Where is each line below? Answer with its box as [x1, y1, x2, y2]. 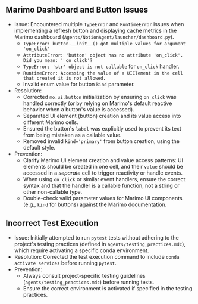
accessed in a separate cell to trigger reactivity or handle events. [23, 169, 183, 176]
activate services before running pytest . [14, 259, 117, 266]
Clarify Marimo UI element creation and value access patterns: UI [23, 156, 184, 163]
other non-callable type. [23, 188, 83, 196]
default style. [23, 144, 56, 151]
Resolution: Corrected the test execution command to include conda [14, 253, 180, 260]
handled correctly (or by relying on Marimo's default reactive [23, 100, 172, 107]
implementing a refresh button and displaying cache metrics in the [14, 27, 177, 34]
